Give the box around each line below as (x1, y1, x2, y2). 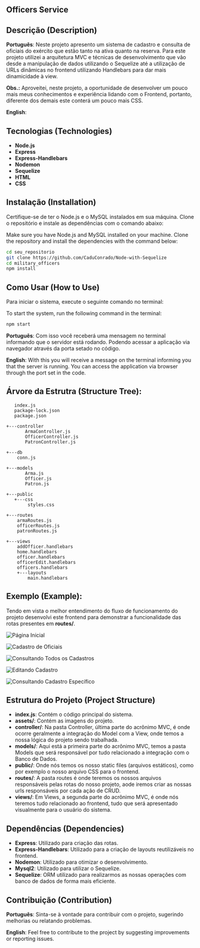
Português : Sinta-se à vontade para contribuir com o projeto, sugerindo (6, 911, 184, 918)
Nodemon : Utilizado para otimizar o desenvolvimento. (14, 858, 148, 866)
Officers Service (6, 5, 69, 15)
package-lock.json (14, 407, 60, 413)
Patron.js (24, 481, 50, 487)
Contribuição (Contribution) (6, 895, 112, 905)
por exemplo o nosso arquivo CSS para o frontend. (14, 768, 140, 775)
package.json (14, 413, 47, 419)
